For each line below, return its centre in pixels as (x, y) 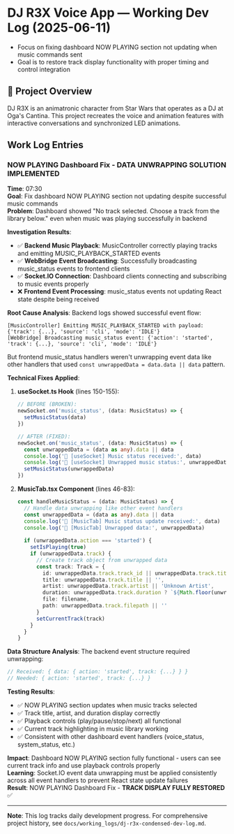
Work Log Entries (45, 145)
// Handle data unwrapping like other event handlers (103, 508)
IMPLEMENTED (33, 174)
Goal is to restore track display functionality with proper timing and (113, 62)
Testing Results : (31, 692)
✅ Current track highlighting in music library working (93, 729)
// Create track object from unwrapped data (102, 560)
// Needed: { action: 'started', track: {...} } (79, 678)
